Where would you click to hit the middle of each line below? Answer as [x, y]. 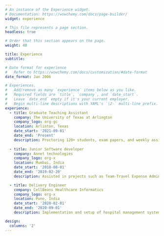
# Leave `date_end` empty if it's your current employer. [68, 99]
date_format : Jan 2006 [28, 77]
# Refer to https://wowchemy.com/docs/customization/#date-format [76, 72]
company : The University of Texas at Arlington [63, 117]
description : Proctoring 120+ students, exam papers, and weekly [82, 140]
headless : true [20, 32]
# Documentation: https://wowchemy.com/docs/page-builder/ [66, 14]
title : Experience [24, 54]
